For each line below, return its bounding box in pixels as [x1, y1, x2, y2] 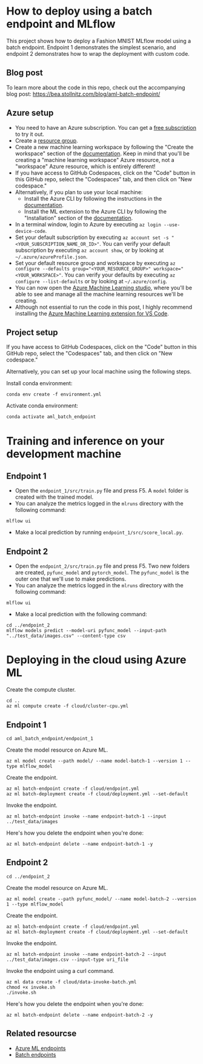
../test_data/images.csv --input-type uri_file [6, 957, 129, 963]
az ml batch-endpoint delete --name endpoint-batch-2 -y [6, 1012, 153, 1018]
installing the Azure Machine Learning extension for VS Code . [15, 309, 170, 317]
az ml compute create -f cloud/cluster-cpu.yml [6, 703, 129, 709]
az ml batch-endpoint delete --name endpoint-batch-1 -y [6, 841, 153, 847]
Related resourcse [6, 1028, 77, 1039]
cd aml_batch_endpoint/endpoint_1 [6, 735, 94, 741]
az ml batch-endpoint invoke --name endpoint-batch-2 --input [6, 951, 167, 957]
